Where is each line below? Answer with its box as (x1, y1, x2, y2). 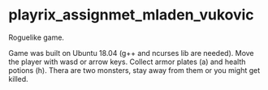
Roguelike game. (8, 32, 65, 42)
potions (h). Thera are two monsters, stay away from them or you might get (8, 65, 261, 75)
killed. (8, 74, 28, 84)
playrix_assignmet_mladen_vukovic (8, 6, 254, 24)
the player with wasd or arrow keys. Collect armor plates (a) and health (8, 57, 246, 66)
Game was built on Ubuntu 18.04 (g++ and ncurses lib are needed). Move (8, 48, 254, 58)
